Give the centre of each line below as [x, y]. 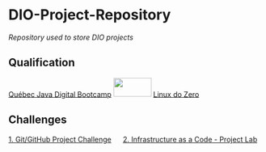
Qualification [42, 63]
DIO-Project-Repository [90, 15]
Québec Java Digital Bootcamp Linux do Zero [104, 94]
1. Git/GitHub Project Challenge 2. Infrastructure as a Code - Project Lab [133, 140]
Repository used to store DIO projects [71, 37]
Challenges [38, 119]
